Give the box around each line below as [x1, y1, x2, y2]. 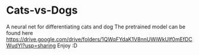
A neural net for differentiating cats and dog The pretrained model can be [6, 23, 186, 30]
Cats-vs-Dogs [6, 4, 78, 17]
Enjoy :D [57, 42, 78, 49]
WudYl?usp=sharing [6, 42, 56, 49]
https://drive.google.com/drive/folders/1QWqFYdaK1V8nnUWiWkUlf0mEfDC [6, 35, 193, 43]
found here [6, 29, 33, 36]
